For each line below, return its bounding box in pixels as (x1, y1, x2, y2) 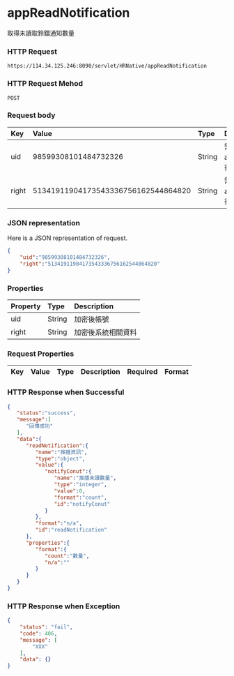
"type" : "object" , (35, 455, 86, 462)
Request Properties (7, 349, 75, 359)
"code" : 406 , (19, 630, 58, 637)
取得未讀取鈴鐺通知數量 (7, 29, 75, 37)
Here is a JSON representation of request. (7, 234, 127, 242)
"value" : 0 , (54, 487, 86, 495)
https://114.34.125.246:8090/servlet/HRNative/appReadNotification (7, 63, 208, 70)
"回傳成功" (25, 423, 54, 430)
